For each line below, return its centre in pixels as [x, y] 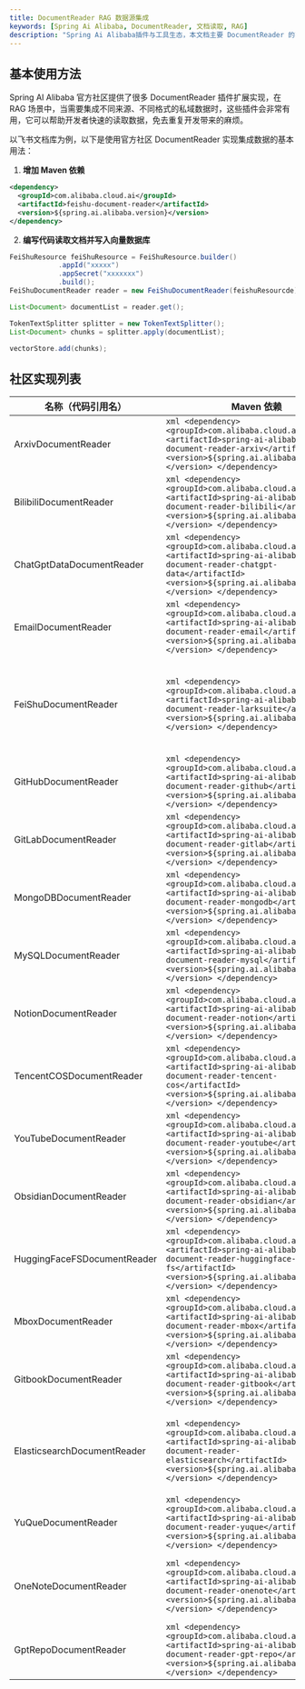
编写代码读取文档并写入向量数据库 [86, 240]
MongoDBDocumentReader [73, 898]
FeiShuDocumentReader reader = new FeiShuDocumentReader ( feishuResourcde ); [156, 291]
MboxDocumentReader [64, 1322]
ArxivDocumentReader [63, 445]
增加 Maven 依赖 [54, 170]
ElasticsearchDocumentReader [80, 1451]
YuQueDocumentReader [66, 1523]
